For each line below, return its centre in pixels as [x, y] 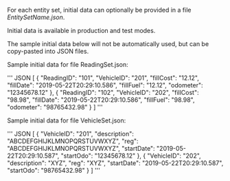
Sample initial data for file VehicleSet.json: [67, 120]
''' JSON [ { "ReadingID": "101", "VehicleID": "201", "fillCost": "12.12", [103, 78]
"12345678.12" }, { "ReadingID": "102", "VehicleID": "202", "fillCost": [103, 93]
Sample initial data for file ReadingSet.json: [68, 64]
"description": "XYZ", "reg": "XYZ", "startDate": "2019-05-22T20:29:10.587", [115, 163]
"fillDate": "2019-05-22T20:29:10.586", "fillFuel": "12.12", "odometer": [105, 85]
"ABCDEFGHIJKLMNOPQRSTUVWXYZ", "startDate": [81, 148]
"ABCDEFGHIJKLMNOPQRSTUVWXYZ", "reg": [73, 141]
